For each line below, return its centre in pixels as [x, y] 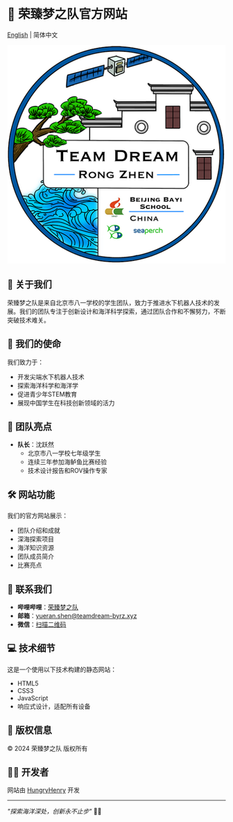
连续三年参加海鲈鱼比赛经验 [67, 462]
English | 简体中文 [33, 35]
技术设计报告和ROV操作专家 [67, 471]
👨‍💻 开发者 [28, 772]
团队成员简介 [35, 556]
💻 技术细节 [31, 648]
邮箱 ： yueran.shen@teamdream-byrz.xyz [77, 616]
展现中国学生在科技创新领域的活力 [66, 402]
